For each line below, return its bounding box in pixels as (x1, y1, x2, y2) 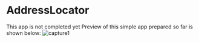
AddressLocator (6, 4, 90, 17)
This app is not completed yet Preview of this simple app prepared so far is (6, 23, 194, 30)
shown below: (6, 29, 41, 36)
